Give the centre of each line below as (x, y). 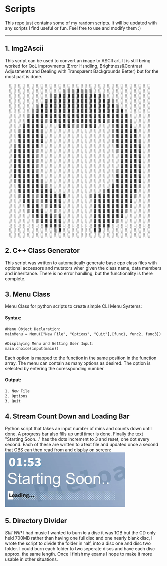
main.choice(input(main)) (32, 349)
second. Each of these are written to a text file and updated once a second (82, 444)
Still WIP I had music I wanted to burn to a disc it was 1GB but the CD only (80, 533)
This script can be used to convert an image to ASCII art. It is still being (78, 60)
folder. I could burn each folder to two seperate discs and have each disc (80, 549)
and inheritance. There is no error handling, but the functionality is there (79, 273)
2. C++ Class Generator (42, 251)
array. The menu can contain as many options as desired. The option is (78, 363)
